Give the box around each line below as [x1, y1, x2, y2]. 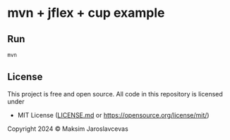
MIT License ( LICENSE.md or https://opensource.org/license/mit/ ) [17, 110, 210, 119]
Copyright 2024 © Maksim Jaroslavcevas [7, 125, 128, 133]
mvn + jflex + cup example [7, 5, 165, 21]
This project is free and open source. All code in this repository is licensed [7, 89, 224, 98]
